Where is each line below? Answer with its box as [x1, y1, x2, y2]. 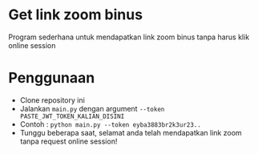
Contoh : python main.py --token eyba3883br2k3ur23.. [19, 119, 202, 129]
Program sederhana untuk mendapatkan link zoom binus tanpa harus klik [8, 32, 250, 42]
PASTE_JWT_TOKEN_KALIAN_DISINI [19, 112, 125, 120]
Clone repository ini [19, 95, 86, 105]
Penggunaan [8, 69, 95, 87]
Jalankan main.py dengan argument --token [19, 103, 165, 113]
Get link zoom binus [8, 6, 143, 24]
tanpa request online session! [19, 136, 118, 146]
